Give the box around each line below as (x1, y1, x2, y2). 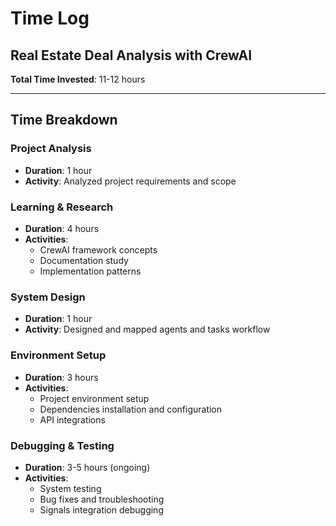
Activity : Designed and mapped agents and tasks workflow (24, 323, 271, 336)
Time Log (10, 7, 90, 30)
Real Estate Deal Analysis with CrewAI (10, 47, 253, 64)
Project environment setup (39, 392, 150, 404)
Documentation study (39, 254, 129, 266)
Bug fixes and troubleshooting (39, 493, 165, 505)
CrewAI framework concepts (39, 243, 158, 256)
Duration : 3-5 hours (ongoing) (24, 461, 151, 473)
